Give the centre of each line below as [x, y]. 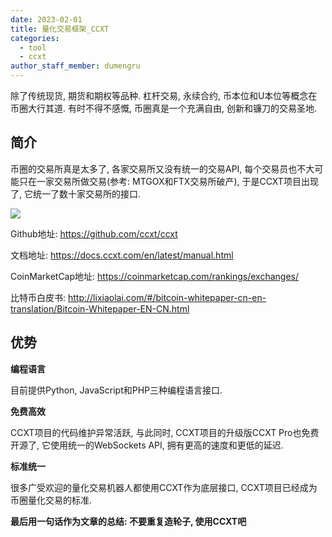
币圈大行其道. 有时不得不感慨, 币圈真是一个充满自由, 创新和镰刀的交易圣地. [163, 108]
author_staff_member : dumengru [75, 66]
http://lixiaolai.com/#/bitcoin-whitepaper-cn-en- [167, 297]
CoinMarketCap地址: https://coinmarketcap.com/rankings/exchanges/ [155, 276]
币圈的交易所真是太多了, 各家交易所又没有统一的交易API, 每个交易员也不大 [162, 168]
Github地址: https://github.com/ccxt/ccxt [94, 233]
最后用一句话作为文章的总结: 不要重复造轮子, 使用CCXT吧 [128, 521]
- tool [33, 47]
